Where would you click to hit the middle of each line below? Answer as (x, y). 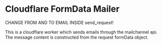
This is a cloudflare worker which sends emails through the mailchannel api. (81, 32)
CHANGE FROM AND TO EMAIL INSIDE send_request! (59, 22)
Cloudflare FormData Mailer (62, 9)
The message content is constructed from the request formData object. (77, 37)
